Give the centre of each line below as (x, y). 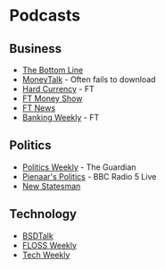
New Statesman (51, 186)
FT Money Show (52, 98)
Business (36, 49)
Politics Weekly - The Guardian (79, 167)
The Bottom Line (53, 70)
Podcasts (45, 16)
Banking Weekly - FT (61, 118)
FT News (39, 108)
